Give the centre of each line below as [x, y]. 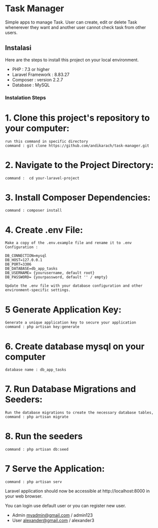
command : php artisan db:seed [37, 450]
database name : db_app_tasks [36, 370]
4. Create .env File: [44, 230]
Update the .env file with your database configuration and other [74, 286]
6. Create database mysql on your [75, 346]
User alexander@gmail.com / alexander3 [53, 521]
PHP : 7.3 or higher [31, 69]
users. [11, 32]
